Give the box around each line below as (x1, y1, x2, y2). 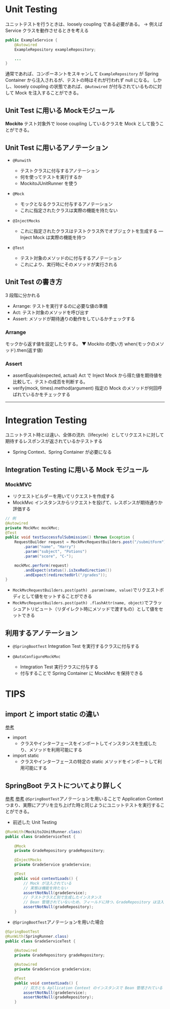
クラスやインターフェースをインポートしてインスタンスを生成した (20, 740, 157, 747)
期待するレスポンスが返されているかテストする (5, 438, 103, 444)
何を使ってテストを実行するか (20, 174, 82, 180)
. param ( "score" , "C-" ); (23, 553, 73, 559)
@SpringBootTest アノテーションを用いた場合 (12, 919, 104, 925)
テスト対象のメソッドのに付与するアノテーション (20, 255, 122, 261)
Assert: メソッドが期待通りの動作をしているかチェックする (12, 315, 136, 321)
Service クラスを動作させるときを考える (5, 27, 89, 34)
